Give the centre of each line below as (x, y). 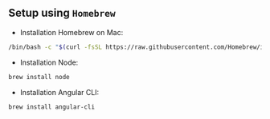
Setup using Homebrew (62, 13)
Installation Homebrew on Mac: (72, 32)
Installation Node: (49, 62)
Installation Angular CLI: (59, 92)
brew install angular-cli (51, 107)
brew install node (39, 77)
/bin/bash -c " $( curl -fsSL (55, 47)
